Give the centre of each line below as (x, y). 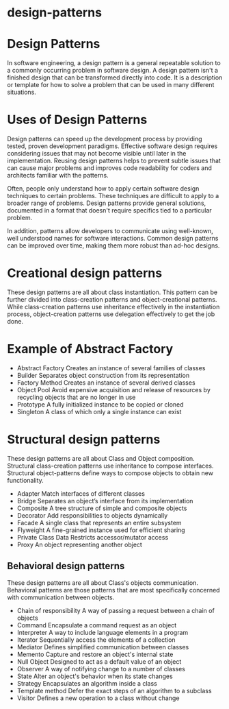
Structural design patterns (84, 440)
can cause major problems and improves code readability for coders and (109, 168)
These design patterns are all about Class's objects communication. (103, 582)
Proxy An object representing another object (79, 544)
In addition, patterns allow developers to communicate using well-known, (110, 231)
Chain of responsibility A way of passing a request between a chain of (116, 610)
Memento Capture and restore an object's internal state (95, 654)
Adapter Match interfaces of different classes (81, 493)
